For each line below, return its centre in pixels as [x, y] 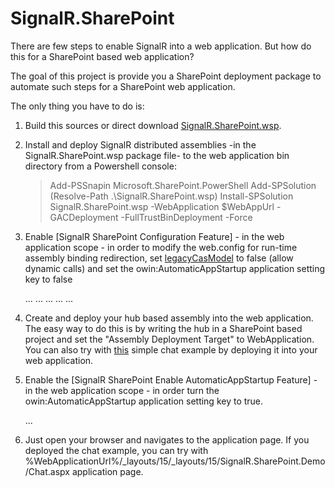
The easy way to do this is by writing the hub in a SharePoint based [163, 328]
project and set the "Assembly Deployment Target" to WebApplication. [169, 339]
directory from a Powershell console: [100, 166]
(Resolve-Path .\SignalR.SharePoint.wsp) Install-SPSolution [171, 196]
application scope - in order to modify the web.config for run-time [161, 247]
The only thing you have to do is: [77, 106]
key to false [48, 279]
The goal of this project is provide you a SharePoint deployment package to [166, 76]
